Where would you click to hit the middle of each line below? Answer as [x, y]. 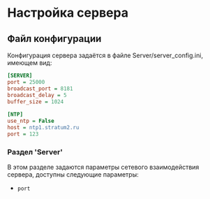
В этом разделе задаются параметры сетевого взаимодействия [103, 167]
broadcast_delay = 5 [37, 95]
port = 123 [23, 134]
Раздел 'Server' [35, 152]
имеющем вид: [30, 63]
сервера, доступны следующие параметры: [73, 175]
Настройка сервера [68, 13]
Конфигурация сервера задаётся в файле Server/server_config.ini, [105, 55]
